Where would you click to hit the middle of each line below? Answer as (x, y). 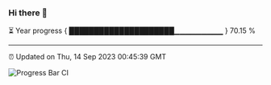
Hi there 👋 (28, 13)
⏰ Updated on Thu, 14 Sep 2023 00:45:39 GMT (88, 57)
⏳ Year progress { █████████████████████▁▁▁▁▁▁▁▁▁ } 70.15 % (132, 30)
